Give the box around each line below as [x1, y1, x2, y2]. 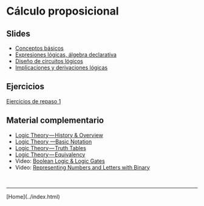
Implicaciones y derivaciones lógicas [15, 64, 108, 71]
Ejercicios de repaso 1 [6, 97, 61, 105]
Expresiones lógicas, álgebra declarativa [15, 51, 117, 58]
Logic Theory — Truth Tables [15, 144, 86, 151]
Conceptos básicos [15, 44, 64, 52]
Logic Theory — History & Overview [15, 131, 103, 139]
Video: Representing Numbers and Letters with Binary [15, 163, 150, 171]
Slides [6, 29, 30, 39]
